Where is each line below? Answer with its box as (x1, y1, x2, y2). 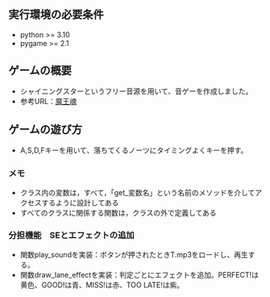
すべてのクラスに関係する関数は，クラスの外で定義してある (19, 207, 217, 217)
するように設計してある (41, 198, 119, 207)
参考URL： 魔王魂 (19, 97, 77, 107)
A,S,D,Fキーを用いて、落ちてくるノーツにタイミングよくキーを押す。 (19, 145, 248, 155)
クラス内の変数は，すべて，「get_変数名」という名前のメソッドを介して (19, 187, 255, 197)
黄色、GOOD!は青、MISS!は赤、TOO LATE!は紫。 (19, 280, 185, 290)
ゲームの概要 (8, 64, 73, 77)
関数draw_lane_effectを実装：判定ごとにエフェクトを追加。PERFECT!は (19, 270, 260, 279)
